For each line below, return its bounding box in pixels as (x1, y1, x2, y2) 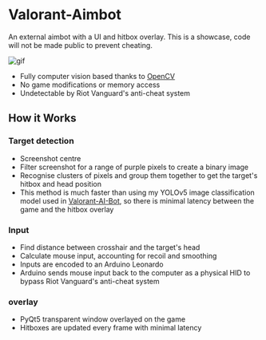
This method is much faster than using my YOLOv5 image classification (19, 188, 256, 197)
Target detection (8, 136, 74, 147)
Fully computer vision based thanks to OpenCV (19, 71, 176, 81)
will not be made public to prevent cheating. (8, 40, 153, 49)
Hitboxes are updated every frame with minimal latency (19, 323, 202, 333)
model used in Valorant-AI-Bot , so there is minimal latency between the (19, 196, 255, 205)
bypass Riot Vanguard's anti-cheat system (19, 276, 160, 286)
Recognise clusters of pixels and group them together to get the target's (19, 170, 258, 180)
